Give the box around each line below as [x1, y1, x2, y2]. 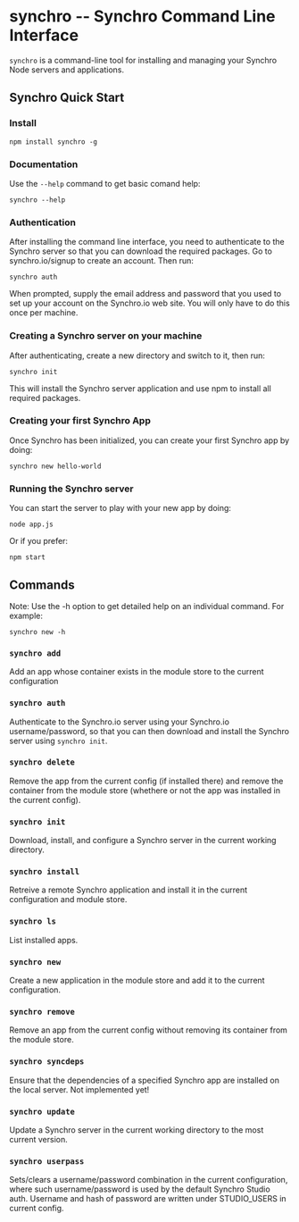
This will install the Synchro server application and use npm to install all [9, 382, 272, 394]
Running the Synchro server [9, 482, 134, 495]
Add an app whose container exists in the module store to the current [9, 666, 265, 677]
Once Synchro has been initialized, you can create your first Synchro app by [9, 435, 290, 446]
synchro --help [9, 195, 66, 205]
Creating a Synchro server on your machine [9, 330, 203, 342]
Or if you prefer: [9, 536, 69, 547]
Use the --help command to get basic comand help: [9, 178, 201, 188]
